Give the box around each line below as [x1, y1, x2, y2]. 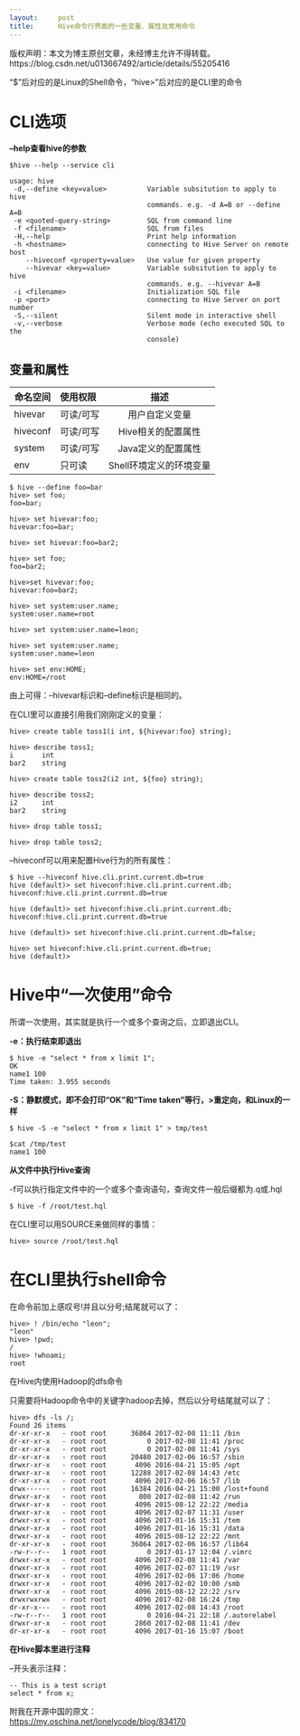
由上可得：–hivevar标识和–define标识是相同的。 [9, 690, 187, 701]
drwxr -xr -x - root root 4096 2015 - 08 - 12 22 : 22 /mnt [9, 1532, 241, 1542]
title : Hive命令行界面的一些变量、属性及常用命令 [9, 22, 196, 31]
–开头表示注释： [9, 1663, 70, 1674]
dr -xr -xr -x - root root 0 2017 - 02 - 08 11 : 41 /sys [9, 1445, 241, 1454]
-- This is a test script [9, 1681, 107, 1691]
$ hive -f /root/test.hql [9, 1202, 107, 1212]
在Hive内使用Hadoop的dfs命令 [9, 1376, 124, 1387]
